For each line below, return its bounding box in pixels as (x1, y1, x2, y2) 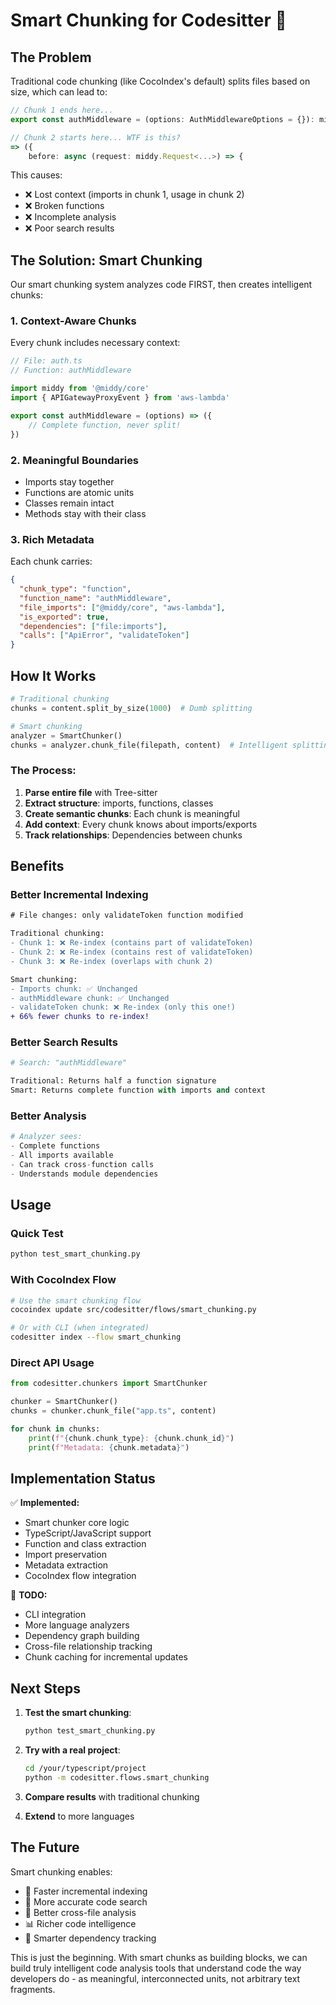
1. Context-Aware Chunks (10, 314, 137, 328)
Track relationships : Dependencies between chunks (24, 829, 243, 841)
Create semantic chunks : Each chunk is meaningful (24, 807, 240, 819)
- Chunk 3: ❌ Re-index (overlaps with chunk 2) (10, 956, 214, 966)
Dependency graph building (24, 1630, 140, 1642)
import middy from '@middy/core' (10, 384, 150, 394)
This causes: (10, 169, 63, 181)
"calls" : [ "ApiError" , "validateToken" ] (19, 630, 190, 641)
